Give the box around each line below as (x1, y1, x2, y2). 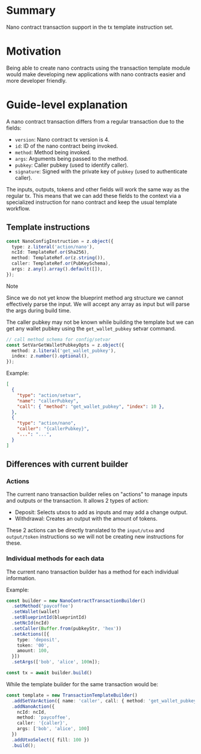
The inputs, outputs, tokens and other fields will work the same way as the (6, 185, 190, 193)
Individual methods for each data (6, 554, 105, 563)
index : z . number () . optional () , (11, 353, 90, 359)
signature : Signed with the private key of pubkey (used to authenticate (14, 167, 187, 175)
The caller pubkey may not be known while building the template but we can (6, 319, 194, 326)
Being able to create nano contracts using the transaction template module (6, 64, 190, 71)
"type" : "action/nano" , (17, 420, 77, 426)
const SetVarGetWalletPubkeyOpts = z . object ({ (6, 342, 124, 348)
